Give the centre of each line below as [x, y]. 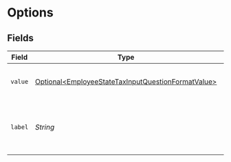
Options [30, 13]
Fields [21, 38]
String [45, 127]
